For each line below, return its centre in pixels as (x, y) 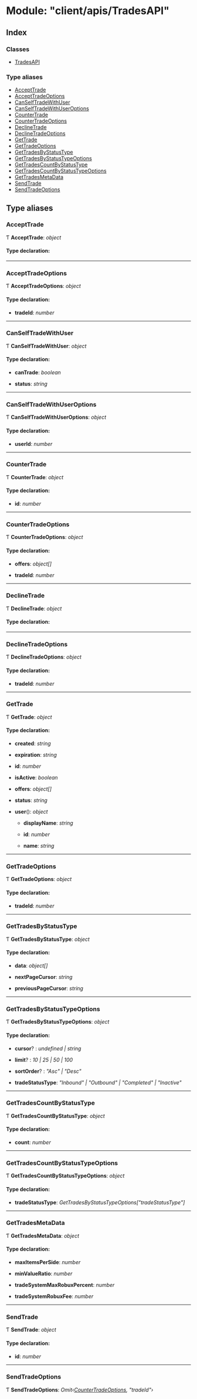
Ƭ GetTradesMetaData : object (43, 1235)
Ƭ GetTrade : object (29, 717)
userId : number (33, 443)
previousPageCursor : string (49, 988)
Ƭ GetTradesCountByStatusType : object (56, 1116)
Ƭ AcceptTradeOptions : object (43, 286)
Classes (18, 49)
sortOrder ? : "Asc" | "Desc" (48, 1071)
